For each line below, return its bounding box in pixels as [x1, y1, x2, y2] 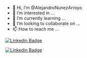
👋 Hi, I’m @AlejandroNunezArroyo [12, 5, 82, 10]
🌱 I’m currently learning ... [12, 15, 66, 21]
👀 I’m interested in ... [12, 10, 55, 16]
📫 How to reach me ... [12, 26, 59, 32]
